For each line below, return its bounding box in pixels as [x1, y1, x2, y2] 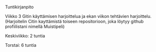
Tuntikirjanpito [5, 4, 34, 10]
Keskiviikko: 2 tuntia [5, 33, 45, 39]
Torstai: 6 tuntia [5, 42, 37, 48]
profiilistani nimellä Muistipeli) [5, 24, 65, 29]
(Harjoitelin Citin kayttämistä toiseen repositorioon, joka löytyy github [5, 19, 144, 24]
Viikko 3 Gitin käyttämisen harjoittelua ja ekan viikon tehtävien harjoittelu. [5, 13, 152, 19]
